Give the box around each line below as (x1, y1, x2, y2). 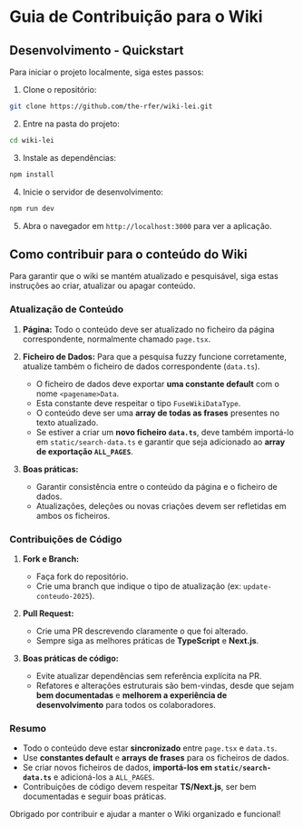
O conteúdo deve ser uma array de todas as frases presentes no (35, 407, 279, 418)
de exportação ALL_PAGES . (35, 445, 133, 456)
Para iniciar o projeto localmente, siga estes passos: (9, 66, 204, 77)
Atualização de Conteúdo (9, 303, 124, 315)
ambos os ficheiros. (35, 510, 111, 521)
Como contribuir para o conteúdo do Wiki (9, 246, 248, 262)
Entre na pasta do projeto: (22, 118, 121, 129)
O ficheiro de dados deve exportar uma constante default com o (35, 378, 279, 389)
